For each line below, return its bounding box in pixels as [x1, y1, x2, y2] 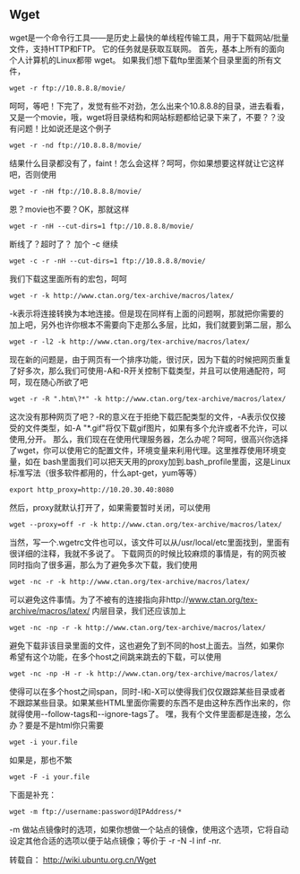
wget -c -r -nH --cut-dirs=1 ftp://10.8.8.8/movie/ [9, 256, 206, 266]
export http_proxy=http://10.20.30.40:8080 [9, 485, 175, 494]
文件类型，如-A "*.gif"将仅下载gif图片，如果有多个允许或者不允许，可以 [24, 422, 288, 433]
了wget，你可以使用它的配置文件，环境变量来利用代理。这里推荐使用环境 [9, 444, 279, 456]
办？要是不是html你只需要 [9, 720, 105, 730]
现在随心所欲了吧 [24, 376, 88, 387]
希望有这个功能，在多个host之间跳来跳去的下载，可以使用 [9, 651, 222, 662]
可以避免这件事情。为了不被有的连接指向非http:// [9, 594, 190, 605]
